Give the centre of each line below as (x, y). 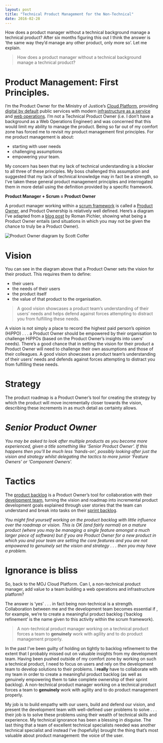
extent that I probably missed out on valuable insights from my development (81, 653)
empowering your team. (36, 157)
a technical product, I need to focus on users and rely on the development (79, 664)
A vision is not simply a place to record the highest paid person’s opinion (78, 328)
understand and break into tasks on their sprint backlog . (61, 510)
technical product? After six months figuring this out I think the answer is (78, 37)
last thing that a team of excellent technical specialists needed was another (81, 725)
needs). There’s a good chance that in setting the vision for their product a (80, 344)
